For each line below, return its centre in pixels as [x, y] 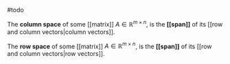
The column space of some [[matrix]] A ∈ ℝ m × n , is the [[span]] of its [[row [115, 23]
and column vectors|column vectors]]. [61, 32]
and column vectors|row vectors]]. [56, 54]
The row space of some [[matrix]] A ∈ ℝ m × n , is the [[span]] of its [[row [110, 46]
